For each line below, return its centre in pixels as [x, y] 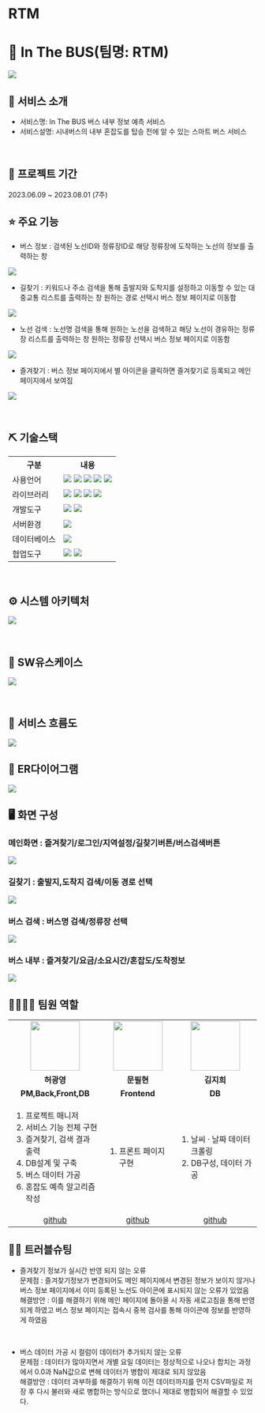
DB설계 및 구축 [51, 1163]
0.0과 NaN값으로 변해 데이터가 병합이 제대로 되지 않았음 [120, 1371]
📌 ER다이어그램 [43, 769]
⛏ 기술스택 [33, 437]
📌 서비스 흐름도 [43, 723]
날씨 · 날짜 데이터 [220, 1140]
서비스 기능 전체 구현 [62, 1128]
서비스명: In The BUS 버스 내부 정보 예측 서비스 [92, 121]
